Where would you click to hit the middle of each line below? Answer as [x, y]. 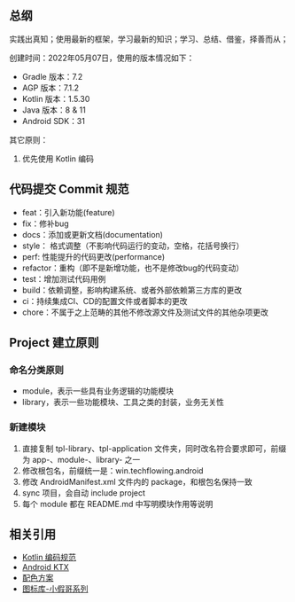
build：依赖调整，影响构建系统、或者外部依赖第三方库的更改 [132, 290]
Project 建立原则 [54, 343]
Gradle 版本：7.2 [52, 76]
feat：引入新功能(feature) [68, 212]
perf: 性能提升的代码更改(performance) [93, 256]
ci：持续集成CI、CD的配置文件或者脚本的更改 [105, 301]
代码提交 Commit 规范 [70, 189]
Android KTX [45, 567]
